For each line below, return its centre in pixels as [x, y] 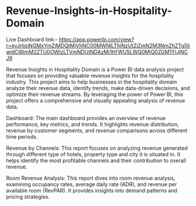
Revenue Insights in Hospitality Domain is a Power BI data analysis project [95, 69]
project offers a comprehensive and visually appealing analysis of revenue [96, 100]
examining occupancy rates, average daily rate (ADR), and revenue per [92, 184]
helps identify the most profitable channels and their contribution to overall [96, 160]
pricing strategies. [28, 197]
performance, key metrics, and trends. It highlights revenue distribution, [93, 124]
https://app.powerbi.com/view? [97, 39]
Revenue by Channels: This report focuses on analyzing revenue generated [97, 148]
